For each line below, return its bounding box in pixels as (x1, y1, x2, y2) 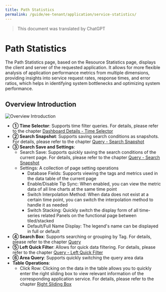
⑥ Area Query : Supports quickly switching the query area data (12, 255, 144, 261)
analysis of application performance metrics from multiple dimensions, (5, 70, 150, 76)
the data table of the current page (27, 176, 97, 182)
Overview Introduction (5, 100, 77, 108)
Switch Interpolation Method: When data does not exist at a (27, 192, 149, 198)
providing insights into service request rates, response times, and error (5, 75, 151, 81)
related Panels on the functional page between (41, 213, 137, 219)
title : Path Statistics (5, 7, 55, 12)
